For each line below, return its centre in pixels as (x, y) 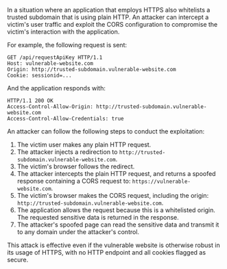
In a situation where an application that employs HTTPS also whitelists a (109, 10)
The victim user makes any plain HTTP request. (84, 144)
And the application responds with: (57, 88)
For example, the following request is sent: (67, 45)
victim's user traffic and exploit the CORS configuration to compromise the (112, 24)
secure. (18, 260)
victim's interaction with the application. (63, 31)
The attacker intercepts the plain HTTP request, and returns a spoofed (116, 174)
